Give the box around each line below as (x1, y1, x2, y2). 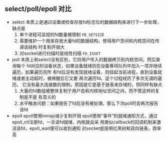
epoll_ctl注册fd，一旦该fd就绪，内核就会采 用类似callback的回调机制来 (11, 119, 157, 125)
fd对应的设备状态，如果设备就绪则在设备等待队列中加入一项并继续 (26, 62, 162, 68)
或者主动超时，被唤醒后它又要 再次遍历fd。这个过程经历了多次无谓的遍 (16, 75, 162, 81)
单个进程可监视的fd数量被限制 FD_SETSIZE (19, 31, 104, 37)
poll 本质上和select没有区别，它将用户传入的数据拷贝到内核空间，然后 (11, 56, 156, 62)
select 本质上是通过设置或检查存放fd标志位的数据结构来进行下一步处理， (11, 19, 161, 25)
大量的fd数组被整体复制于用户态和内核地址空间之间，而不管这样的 (19, 87, 155, 93)
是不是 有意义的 (23, 94, 56, 100)
